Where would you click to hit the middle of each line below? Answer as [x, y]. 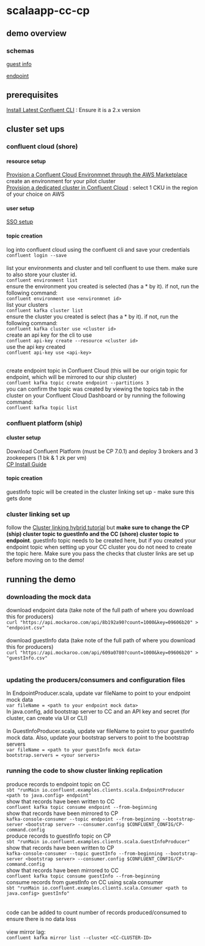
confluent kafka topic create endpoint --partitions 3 [78, 383]
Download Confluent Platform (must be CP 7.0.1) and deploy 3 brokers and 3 [102, 451]
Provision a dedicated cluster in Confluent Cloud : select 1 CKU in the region [102, 188]
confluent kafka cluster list [45, 310]
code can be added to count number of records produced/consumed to [97, 912]
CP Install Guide [27, 464]
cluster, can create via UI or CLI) [47, 718]
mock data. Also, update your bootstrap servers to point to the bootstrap [98, 738]
